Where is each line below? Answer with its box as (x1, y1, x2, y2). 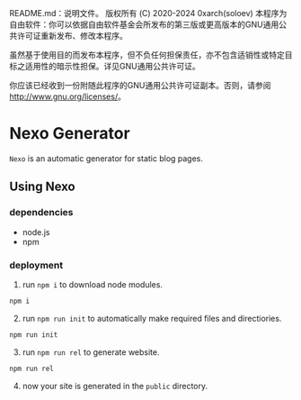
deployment (9, 259, 64, 271)
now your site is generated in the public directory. (22, 380, 208, 391)
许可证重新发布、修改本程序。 (16, 31, 128, 41)
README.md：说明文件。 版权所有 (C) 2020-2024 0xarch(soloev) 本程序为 (9, 8, 288, 18)
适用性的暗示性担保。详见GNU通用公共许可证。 (24, 61, 200, 71)
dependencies (9, 206, 74, 219)
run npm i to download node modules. (22, 278, 164, 290)
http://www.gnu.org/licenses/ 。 (9, 91, 126, 102)
